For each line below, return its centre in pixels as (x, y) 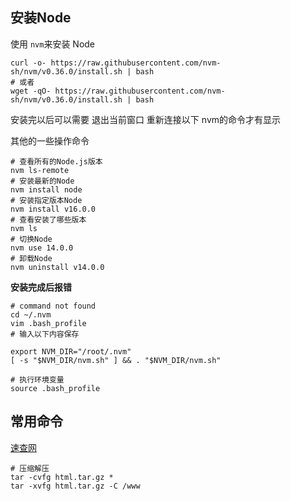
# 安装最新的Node (42, 181)
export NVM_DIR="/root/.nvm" (71, 351)
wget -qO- (31, 91)
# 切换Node (31, 239)
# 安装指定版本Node (46, 200)
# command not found (53, 306)
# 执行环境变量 (37, 379)
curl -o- (28, 63)
